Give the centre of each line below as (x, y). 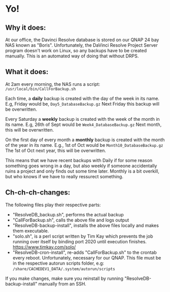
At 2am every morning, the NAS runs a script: (53, 84)
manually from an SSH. (62, 284)
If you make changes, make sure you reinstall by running (64, 278)
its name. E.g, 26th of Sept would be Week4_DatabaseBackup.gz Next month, (83, 124)
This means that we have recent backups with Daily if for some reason (79, 160)
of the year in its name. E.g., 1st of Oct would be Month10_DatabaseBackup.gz (84, 145)
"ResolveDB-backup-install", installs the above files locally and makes (86, 225)
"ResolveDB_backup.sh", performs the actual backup (68, 214)
